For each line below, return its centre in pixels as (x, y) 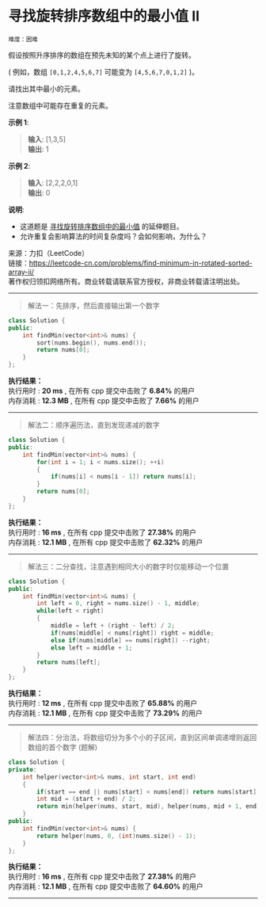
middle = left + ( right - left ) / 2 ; (113, 626)
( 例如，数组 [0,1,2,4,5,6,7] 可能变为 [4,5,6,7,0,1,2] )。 (104, 71)
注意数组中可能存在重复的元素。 (60, 105)
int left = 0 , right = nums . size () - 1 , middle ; (118, 604)
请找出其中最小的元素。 (46, 89)
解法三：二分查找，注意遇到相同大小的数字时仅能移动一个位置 (128, 566)
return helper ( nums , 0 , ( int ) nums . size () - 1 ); (116, 836)
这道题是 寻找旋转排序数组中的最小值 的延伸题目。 (101, 226)
